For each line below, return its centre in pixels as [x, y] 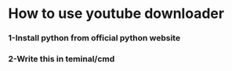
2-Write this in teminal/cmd [62, 59]
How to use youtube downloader [116, 14]
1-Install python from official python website [94, 38]
